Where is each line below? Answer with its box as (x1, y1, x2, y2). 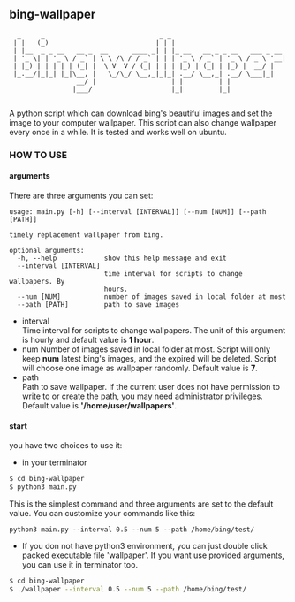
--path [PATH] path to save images (17, 300, 179, 309)
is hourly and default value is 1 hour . (21, 334, 155, 345)
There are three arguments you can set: (9, 190, 154, 201)
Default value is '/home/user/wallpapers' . (21, 400, 178, 410)
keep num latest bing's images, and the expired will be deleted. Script (21, 353, 276, 363)
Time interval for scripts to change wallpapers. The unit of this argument (21, 324, 286, 335)
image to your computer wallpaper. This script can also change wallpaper (9, 117, 276, 127)
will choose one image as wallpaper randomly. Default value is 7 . (21, 362, 258, 373)
